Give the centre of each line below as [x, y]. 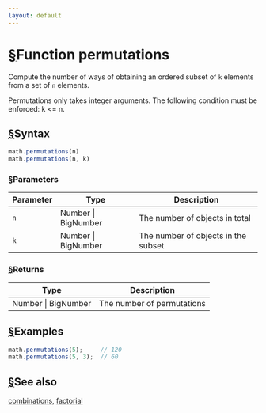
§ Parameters [34, 180]
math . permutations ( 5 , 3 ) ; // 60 [63, 357]
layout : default [35, 15]
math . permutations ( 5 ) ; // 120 [65, 350]
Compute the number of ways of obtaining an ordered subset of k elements [131, 77]
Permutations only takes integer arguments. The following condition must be [133, 100]
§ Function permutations [89, 54]
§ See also [33, 382]
